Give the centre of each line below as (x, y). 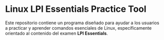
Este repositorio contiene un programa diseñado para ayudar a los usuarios (82, 23)
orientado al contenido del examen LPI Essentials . (57, 33)
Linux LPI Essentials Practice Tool (76, 9)
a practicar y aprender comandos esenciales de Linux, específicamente (79, 28)
